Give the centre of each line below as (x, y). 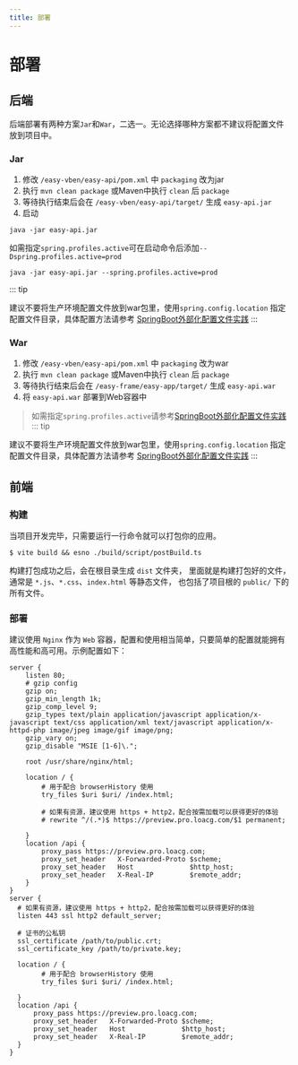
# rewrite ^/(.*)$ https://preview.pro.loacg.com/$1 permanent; (164, 820)
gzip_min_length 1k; (64, 699)
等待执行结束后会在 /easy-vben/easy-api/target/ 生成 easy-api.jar (147, 202)
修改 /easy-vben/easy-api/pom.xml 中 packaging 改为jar (123, 179)
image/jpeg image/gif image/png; (111, 731)
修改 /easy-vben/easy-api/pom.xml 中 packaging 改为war (125, 363)
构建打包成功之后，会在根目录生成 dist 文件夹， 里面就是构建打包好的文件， (150, 570)
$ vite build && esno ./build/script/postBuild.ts (106, 552)
